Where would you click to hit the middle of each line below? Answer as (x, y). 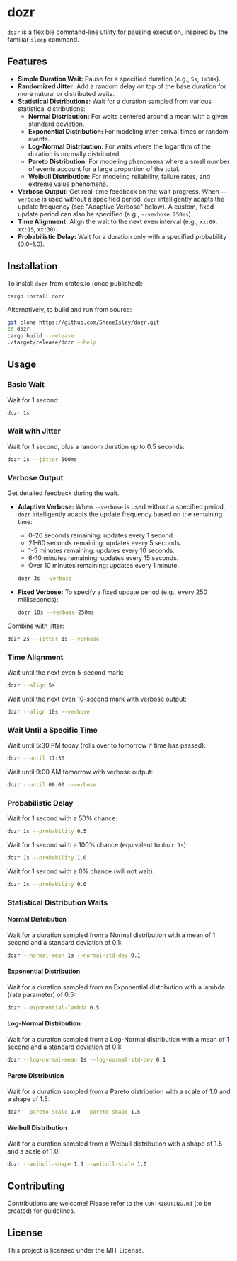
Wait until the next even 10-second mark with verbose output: (97, 699)
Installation (33, 266)
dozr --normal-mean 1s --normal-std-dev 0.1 (74, 955)
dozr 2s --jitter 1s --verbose (53, 639)
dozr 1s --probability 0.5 (47, 831)
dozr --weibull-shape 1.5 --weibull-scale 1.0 (77, 1164)
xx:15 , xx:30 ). (37, 229)
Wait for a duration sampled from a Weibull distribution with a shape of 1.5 (115, 1144)
